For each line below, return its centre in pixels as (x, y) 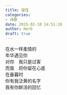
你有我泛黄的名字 (23, 81)
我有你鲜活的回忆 (23, 87)
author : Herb (19, 29)
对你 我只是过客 (23, 62)
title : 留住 (17, 10)
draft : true (18, 34)
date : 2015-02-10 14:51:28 (34, 24)
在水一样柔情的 (21, 49)
